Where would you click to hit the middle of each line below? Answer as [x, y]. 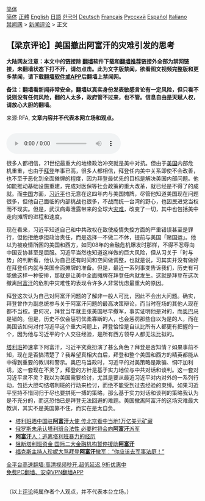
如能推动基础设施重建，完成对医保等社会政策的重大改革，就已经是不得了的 [100, 186]
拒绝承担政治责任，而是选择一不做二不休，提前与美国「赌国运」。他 [112, 237]
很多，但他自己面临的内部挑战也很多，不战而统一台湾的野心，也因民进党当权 [103, 201]
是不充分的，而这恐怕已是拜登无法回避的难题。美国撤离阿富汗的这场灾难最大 [103, 400]
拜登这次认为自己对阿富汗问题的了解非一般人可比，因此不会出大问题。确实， [103, 296]
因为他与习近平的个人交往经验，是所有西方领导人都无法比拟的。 [97, 334]
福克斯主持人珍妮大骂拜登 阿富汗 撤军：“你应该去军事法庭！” [90, 451]
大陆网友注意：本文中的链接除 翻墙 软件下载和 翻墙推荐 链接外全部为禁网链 [98, 61]
